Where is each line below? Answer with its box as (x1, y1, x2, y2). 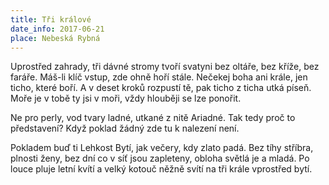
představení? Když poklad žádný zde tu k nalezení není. (10, 122, 240, 135)
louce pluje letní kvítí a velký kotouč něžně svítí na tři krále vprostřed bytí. (10, 163, 313, 175)
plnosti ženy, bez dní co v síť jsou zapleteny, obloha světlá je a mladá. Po (10, 152, 310, 165)
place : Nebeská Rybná (10, 33, 101, 43)
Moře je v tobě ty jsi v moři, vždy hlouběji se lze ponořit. (10, 92, 242, 105)
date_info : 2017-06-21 (10, 24, 105, 34)
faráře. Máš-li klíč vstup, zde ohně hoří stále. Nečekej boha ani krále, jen (10, 71, 308, 83)
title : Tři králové (10, 14, 92, 25)
